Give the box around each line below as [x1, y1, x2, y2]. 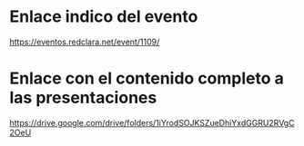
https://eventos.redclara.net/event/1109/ [9, 36, 160, 47]
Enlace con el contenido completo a [9, 68, 285, 89]
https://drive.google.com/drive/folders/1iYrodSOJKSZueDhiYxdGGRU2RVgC [9, 117, 295, 128]
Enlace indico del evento [9, 6, 198, 27]
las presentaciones [9, 88, 157, 108]
